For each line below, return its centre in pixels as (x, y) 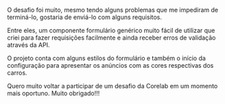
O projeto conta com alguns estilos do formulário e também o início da (106, 58)
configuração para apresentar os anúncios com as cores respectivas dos (110, 65)
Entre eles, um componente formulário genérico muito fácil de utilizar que (111, 30)
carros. (17, 73)
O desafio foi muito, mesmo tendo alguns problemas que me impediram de (113, 10)
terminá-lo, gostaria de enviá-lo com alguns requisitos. (85, 17)
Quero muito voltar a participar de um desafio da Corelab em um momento (113, 86)
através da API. (28, 45)
